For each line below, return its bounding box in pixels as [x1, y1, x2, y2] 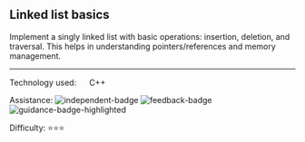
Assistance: [9, 94, 54, 105]
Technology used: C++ [9, 77, 106, 88]
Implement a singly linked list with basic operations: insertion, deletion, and [9, 31, 290, 42]
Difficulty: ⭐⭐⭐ [9, 122, 65, 133]
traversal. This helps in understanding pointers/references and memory [9, 41, 277, 52]
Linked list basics [9, 7, 111, 23]
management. [9, 50, 62, 62]
